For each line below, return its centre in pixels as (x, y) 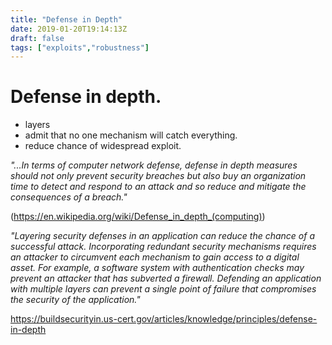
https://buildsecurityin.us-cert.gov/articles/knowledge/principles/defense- (164, 319)
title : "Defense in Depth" (66, 19)
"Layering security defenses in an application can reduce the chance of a (162, 236)
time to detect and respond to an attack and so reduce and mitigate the (158, 187)
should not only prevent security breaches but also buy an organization (158, 176)
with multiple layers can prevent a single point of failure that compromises (163, 289)
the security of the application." (75, 300)
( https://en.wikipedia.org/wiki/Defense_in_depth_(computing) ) (138, 217)
